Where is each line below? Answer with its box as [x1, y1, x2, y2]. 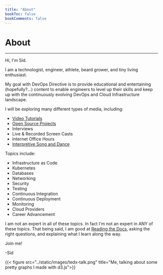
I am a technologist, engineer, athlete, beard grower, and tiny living [5, 67, 138, 73]
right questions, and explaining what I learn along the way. [5, 231, 122, 237]
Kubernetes [12, 165, 35, 171]
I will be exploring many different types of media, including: [5, 106, 124, 112]
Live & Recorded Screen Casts [12, 131, 73, 137]
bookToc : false [5, 12, 36, 16]
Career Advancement [12, 212, 55, 217]
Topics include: [5, 151, 35, 156]
